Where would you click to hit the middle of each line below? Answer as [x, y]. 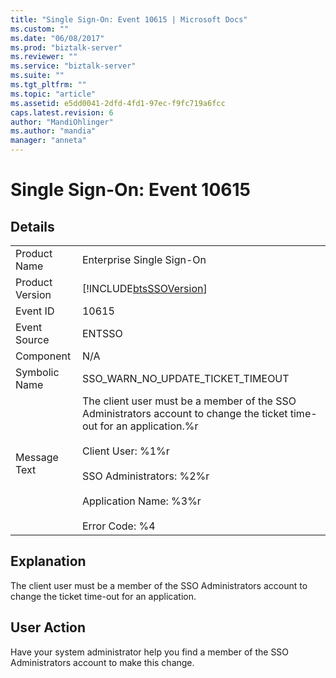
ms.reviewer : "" [44, 57]
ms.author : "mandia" [53, 131]
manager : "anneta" [48, 141]
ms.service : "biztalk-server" [73, 66]
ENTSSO [102, 333]
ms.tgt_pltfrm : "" [48, 85]
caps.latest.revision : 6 [62, 112]
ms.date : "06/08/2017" [57, 38]
